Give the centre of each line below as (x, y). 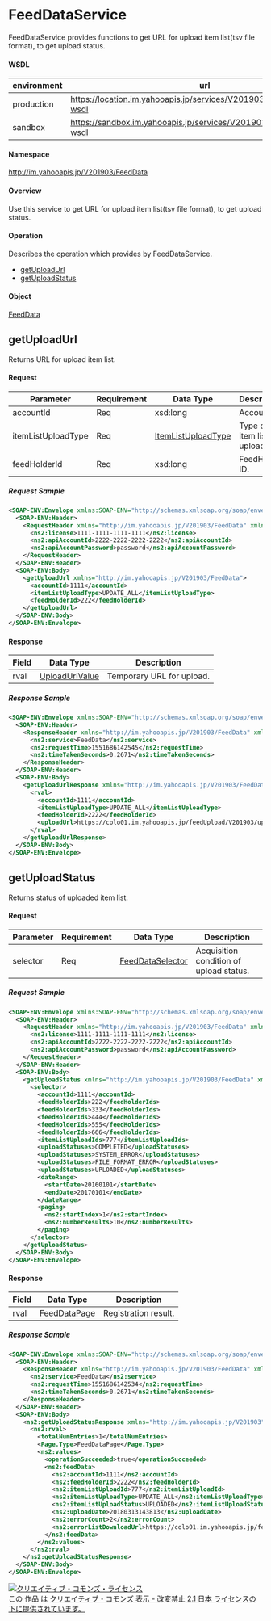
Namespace (29, 154)
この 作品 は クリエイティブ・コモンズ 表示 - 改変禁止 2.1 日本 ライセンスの (132, 1598)
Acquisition (217, 951)
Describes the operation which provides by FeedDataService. (110, 254)
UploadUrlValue (69, 676)
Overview (25, 191)
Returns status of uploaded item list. (69, 897)
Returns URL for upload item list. (62, 359)
